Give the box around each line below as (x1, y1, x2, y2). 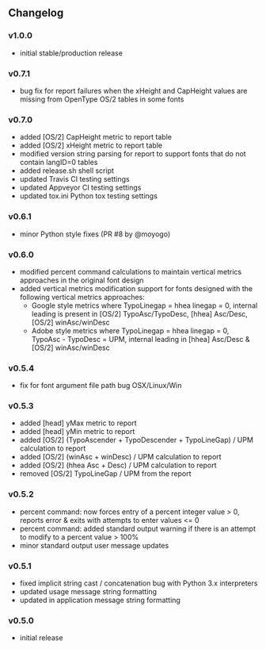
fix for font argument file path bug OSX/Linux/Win (19, 381, 182, 390)
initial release (19, 633, 63, 643)
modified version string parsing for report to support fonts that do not (19, 149, 247, 159)
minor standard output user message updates (19, 540, 169, 550)
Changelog (8, 6, 64, 20)
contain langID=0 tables (19, 158, 98, 167)
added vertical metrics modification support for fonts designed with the (19, 283, 253, 293)
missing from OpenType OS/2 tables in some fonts (19, 94, 184, 104)
